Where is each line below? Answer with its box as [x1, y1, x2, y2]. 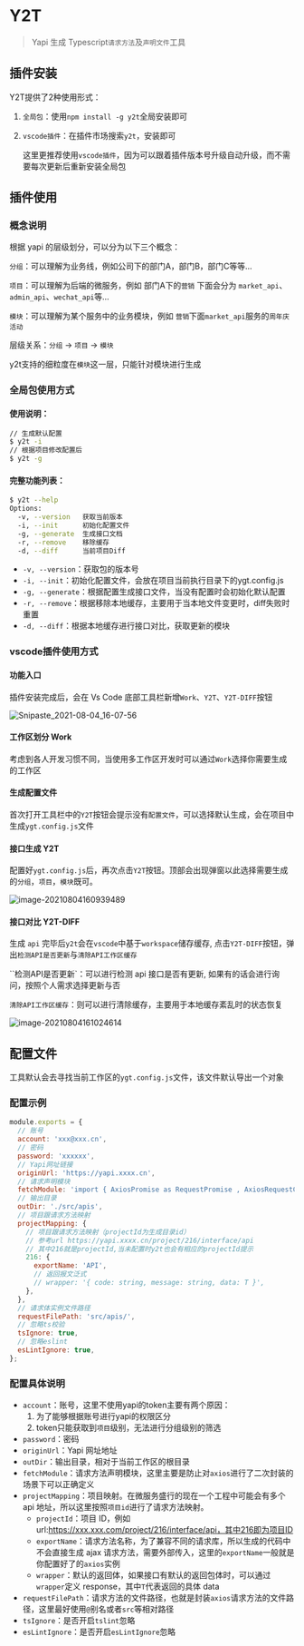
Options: [9, 505, 43, 514]
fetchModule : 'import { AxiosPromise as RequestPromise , [17, 1185, 242, 1194]
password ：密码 [22, 1434, 80, 1445]
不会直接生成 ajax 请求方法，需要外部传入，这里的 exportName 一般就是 [35, 1547, 295, 1558]
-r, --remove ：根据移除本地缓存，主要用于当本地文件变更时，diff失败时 [22, 598, 290, 609]
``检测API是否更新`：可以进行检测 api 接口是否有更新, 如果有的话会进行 [9, 968, 272, 980]
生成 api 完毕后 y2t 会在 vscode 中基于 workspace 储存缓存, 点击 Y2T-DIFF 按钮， [9, 938, 287, 949]
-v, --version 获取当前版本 [17, 513, 124, 522]
